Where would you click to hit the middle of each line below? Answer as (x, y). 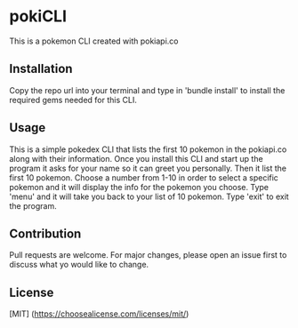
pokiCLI (38, 16)
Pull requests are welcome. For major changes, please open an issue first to (148, 255)
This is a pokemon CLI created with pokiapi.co (94, 41)
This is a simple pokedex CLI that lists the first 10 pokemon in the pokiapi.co (148, 149)
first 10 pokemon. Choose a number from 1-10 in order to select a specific (144, 177)
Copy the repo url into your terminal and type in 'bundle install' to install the (147, 90)
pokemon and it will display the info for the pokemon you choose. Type (139, 187)
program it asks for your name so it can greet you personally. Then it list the (148, 168)
